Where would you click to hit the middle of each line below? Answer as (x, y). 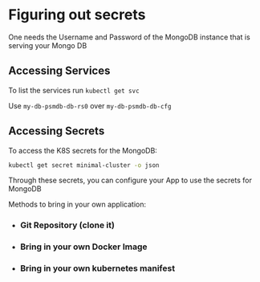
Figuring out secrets (77, 15)
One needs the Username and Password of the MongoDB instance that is (129, 37)
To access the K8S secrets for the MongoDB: (83, 150)
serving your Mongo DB (48, 45)
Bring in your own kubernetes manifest (97, 268)
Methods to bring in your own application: (77, 204)
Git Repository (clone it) (67, 225)
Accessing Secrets (57, 131)
